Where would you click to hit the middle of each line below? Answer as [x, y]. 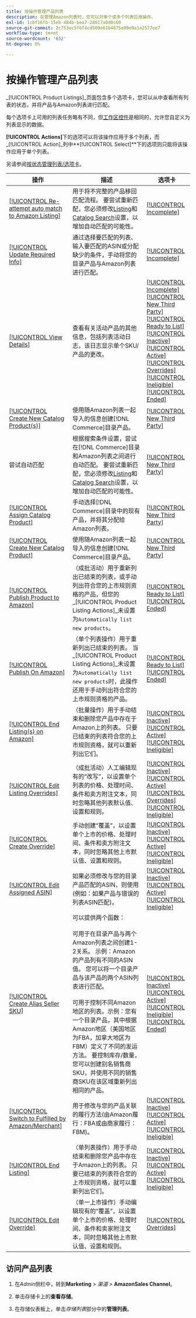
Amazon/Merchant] [36, 1125]
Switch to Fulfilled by [37, 1118]
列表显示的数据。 [27, 124]
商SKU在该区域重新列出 [104, 1082]
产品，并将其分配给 [99, 520]
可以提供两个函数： [99, 918]
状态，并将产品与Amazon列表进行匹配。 [64, 104]
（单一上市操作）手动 [101, 1202]
